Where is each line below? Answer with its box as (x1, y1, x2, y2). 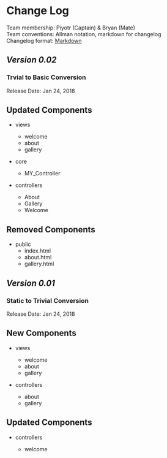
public (15, 240, 31, 248)
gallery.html (24, 260, 54, 267)
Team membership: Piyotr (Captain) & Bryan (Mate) (6, 24, 136, 31)
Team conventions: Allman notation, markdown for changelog (6, 30, 161, 37)
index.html (24, 247, 51, 254)
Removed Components (6, 224, 96, 235)
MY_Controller (24, 170, 61, 177)
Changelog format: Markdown (6, 37, 82, 44)
